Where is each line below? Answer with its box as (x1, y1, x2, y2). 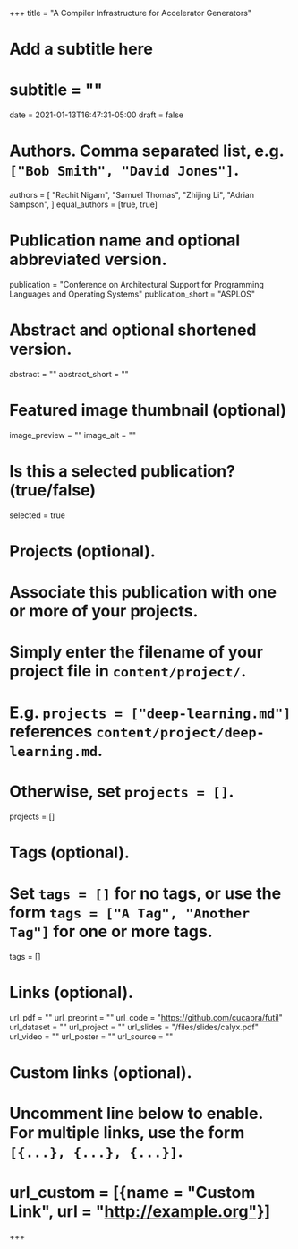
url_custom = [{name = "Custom (9, 1183, 256, 1203)
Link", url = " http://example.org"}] (9, 1202, 271, 1222)
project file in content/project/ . (9, 661, 247, 682)
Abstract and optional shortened (9, 320, 257, 340)
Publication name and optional (9, 230, 241, 251)
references (9, 721, 93, 742)
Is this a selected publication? (9, 461, 235, 482)
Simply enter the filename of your (9, 642, 264, 662)
